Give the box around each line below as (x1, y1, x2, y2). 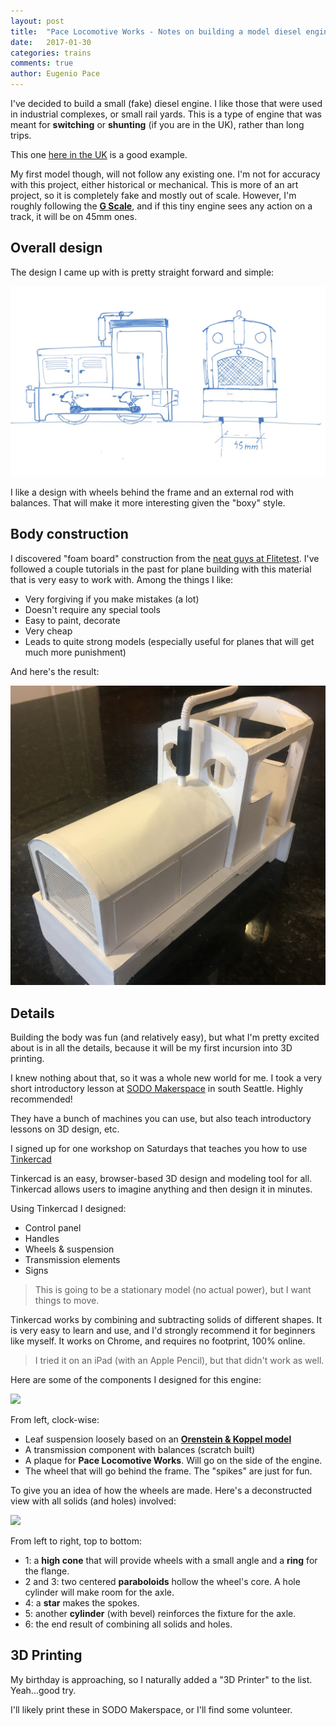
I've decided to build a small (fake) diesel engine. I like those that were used (10, 98, 323, 109)
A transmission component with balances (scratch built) (24, 1444, 256, 1455)
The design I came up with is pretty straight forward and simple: (10, 266, 275, 278)
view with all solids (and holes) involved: (10, 1495, 177, 1507)
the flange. (24, 1565, 70, 1577)
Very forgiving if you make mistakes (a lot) (24, 593, 200, 605)
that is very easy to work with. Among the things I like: (10, 573, 234, 585)
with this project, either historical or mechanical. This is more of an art (10, 179, 299, 190)
